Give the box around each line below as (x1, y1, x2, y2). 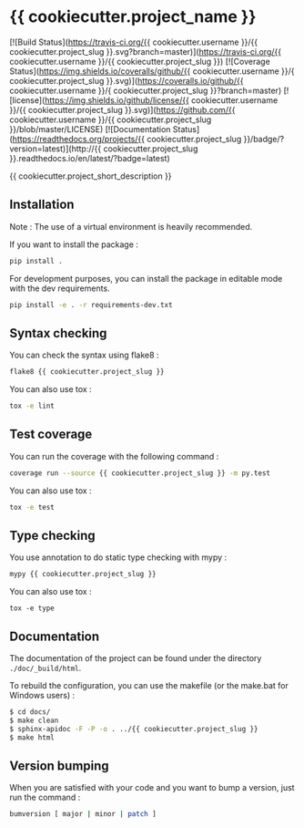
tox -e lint (9, 401, 55, 411)
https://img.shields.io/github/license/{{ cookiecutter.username (44, 94, 279, 106)
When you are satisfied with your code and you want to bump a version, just (9, 782, 295, 793)
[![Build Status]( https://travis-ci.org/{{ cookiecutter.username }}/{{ (9, 36, 258, 47)
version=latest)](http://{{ (9, 143, 102, 154)
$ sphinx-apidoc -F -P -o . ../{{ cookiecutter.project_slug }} (9, 724, 258, 733)
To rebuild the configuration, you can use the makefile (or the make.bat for (9, 680, 289, 691)
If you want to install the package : (9, 239, 139, 250)
